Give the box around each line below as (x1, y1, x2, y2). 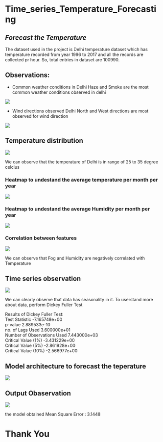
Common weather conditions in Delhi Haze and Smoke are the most (12, 84, 149, 90)
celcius (5, 164, 20, 170)
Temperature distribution (5, 136, 83, 145)
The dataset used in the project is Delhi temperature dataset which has (5, 47, 148, 52)
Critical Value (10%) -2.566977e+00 (5, 348, 78, 354)
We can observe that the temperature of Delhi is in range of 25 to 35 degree (5, 158, 158, 165)
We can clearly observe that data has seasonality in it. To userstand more (5, 297, 153, 303)
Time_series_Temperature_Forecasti (5, 3, 157, 15)
